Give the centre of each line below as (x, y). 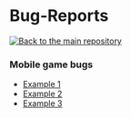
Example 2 (42, 94)
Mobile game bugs (51, 64)
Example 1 (41, 84)
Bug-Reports (59, 16)
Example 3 (42, 103)
